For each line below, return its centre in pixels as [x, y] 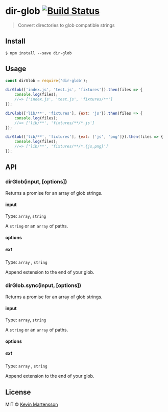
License [18, 392]
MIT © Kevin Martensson [32, 404]
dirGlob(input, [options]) [36, 182]
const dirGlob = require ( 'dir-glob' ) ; [46, 80]
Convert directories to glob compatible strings [66, 25]
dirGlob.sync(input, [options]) [43, 285]
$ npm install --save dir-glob [39, 53]
